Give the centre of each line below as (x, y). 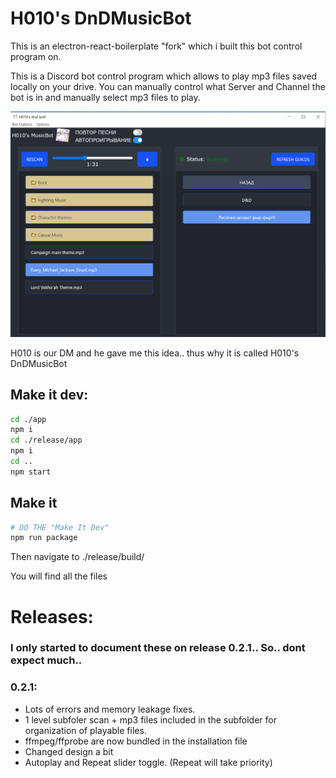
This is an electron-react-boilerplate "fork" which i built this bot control (156, 46)
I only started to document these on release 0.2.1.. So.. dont (158, 648)
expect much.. (46, 660)
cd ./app (28, 419)
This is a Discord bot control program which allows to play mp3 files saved (164, 76)
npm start (31, 472)
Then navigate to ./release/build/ (77, 557)
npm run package (44, 538)
